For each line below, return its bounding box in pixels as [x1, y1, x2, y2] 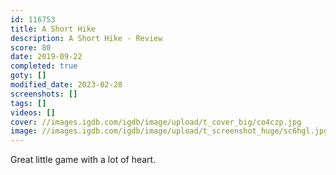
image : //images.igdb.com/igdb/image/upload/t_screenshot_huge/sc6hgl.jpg [10, 126, 329, 136]
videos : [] [10, 107, 56, 118]
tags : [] [10, 98, 47, 108]
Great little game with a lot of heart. [10, 154, 157, 166]
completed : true [10, 61, 78, 71]
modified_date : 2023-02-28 [10, 80, 123, 90]
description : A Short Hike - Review [10, 33, 163, 43]
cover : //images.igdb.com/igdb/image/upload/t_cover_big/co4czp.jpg [10, 117, 302, 127]
